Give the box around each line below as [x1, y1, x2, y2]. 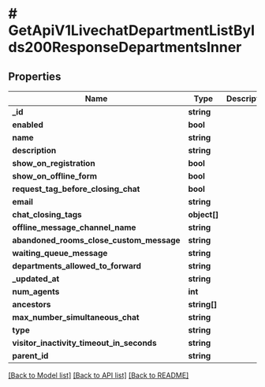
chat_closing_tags [12, 209, 82, 220]
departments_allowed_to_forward [12, 261, 142, 271]
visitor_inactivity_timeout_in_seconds [12, 337, 157, 348]
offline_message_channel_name [12, 222, 136, 233]
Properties [8, 70, 62, 83]
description [12, 145, 57, 156]
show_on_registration [12, 158, 96, 168]
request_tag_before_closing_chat [12, 183, 140, 194]
